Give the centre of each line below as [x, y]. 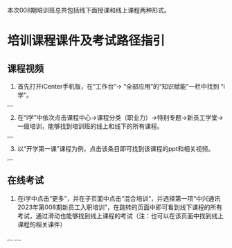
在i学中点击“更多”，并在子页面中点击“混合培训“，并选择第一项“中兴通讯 [119, 198]
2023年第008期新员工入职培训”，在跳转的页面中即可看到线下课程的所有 [120, 207]
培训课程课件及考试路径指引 [86, 41]
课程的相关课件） [42, 224]
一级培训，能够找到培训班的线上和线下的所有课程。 [90, 126]
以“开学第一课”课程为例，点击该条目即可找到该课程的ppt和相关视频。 [116, 149]
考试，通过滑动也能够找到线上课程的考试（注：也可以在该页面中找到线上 [120, 215]
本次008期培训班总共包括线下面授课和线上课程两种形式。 [89, 10]
